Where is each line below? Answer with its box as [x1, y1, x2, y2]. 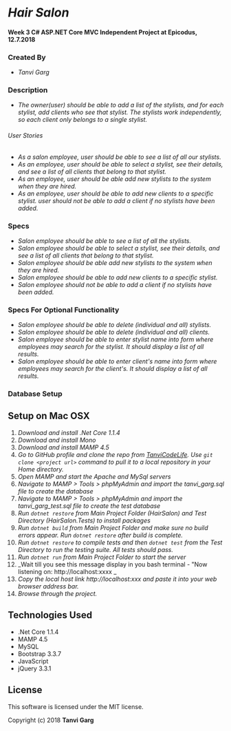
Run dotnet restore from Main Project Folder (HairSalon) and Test [17, 509, 207, 517]
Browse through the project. [17, 589, 98, 597]
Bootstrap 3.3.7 [17, 649, 61, 658]
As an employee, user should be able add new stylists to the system [17, 174, 212, 183]
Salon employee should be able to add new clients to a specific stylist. [17, 273, 218, 282]
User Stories [8, 131, 43, 139]
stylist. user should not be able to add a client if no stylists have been [17, 196, 215, 204]
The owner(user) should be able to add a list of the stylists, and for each [17, 101, 224, 109]
